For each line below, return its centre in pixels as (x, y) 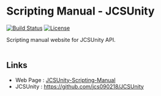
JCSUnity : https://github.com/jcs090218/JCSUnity (79, 86)
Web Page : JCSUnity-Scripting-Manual (65, 80)
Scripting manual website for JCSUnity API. (61, 39)
